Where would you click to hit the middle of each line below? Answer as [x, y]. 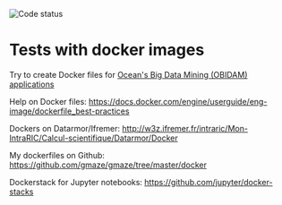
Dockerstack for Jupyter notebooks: [76, 182]
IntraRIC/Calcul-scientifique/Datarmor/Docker [94, 138]
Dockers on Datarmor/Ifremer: [65, 128]
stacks [21, 192]
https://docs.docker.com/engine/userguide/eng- [178, 101]
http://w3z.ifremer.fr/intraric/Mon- [185, 128]
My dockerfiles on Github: [57, 155]
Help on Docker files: [48, 101]
